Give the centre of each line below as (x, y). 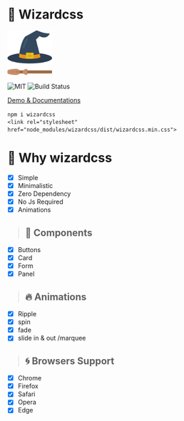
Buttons (29, 250)
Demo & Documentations (44, 100)
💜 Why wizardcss (60, 158)
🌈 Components (58, 233)
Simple (28, 177)
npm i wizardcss (31, 114)
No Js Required (40, 202)
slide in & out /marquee (52, 338)
